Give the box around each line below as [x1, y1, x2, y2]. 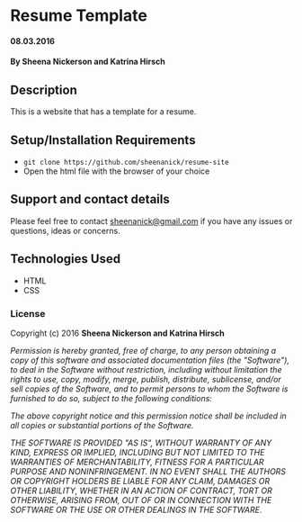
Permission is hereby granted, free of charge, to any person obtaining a [10, 345, 277, 355]
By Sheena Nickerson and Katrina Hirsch [10, 56, 165, 67]
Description [10, 82, 77, 97]
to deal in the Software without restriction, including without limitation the [10, 364, 282, 374]
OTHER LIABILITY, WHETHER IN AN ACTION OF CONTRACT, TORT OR [10, 485, 273, 496]
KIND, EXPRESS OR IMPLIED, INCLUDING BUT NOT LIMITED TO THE [10, 446, 265, 457]
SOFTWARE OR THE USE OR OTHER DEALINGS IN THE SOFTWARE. [10, 504, 262, 515]
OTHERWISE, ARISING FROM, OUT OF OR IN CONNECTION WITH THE [10, 494, 272, 505]
